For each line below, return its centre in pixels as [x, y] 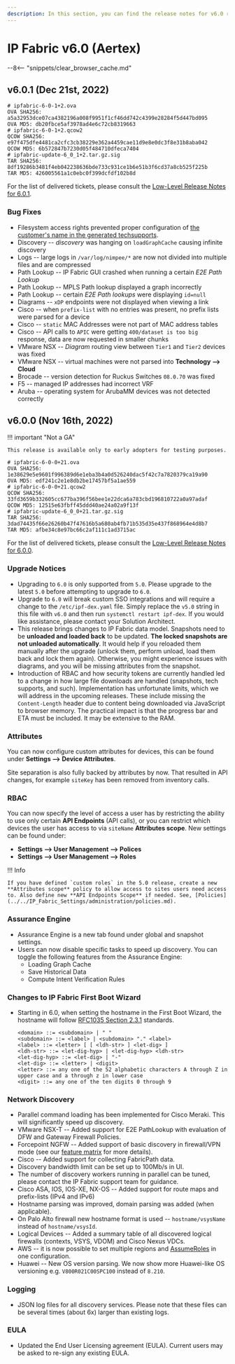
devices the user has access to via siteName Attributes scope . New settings [117, 828]
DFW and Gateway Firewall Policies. [69, 1137]
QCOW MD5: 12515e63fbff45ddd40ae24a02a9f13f [73, 505]
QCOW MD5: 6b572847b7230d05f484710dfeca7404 [73, 149]
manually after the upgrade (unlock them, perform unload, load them [116, 651]
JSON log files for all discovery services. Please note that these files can [122, 1304]
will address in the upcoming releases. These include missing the [111, 695]
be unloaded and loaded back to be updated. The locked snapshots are [122, 636]
